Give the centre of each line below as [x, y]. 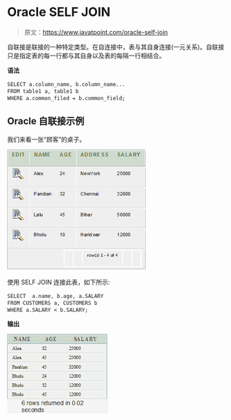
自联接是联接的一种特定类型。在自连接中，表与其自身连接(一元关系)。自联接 [116, 47]
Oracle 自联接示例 [46, 121]
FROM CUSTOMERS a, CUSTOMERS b [52, 303]
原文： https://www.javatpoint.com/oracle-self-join [96, 32]
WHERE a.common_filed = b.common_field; [67, 98]
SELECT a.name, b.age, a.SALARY [55, 296]
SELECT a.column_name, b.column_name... [67, 84]
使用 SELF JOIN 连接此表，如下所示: [59, 282]
